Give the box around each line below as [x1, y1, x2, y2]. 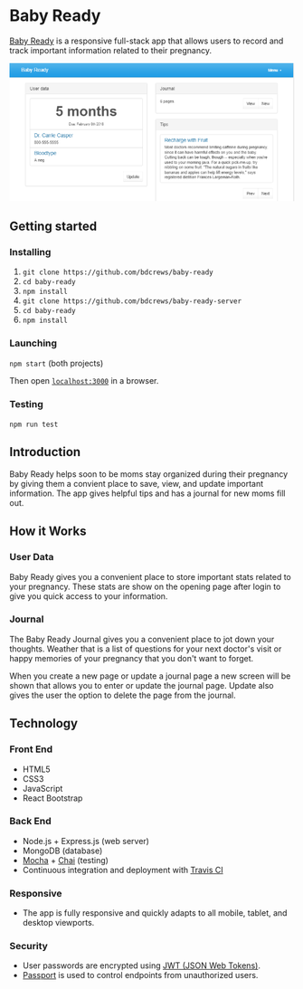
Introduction [9, 444, 81, 460]
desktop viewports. [22, 918, 95, 928]
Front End [9, 743, 53, 756]
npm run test [9, 420, 59, 430]
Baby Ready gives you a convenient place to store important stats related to [9, 571, 291, 582]
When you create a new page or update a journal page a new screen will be [9, 670, 291, 681]
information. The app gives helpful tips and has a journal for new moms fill [9, 488, 287, 499]
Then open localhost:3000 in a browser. [9, 375, 159, 385]
